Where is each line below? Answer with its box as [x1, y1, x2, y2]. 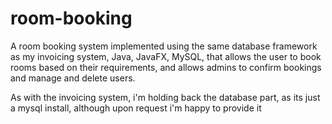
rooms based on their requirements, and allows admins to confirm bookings [10, 61, 322, 73]
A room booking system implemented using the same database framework [10, 40, 318, 52]
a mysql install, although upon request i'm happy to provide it [10, 102, 262, 114]
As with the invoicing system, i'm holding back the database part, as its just [10, 91, 321, 103]
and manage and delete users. [10, 72, 136, 84]
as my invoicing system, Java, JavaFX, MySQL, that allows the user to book [10, 50, 322, 62]
